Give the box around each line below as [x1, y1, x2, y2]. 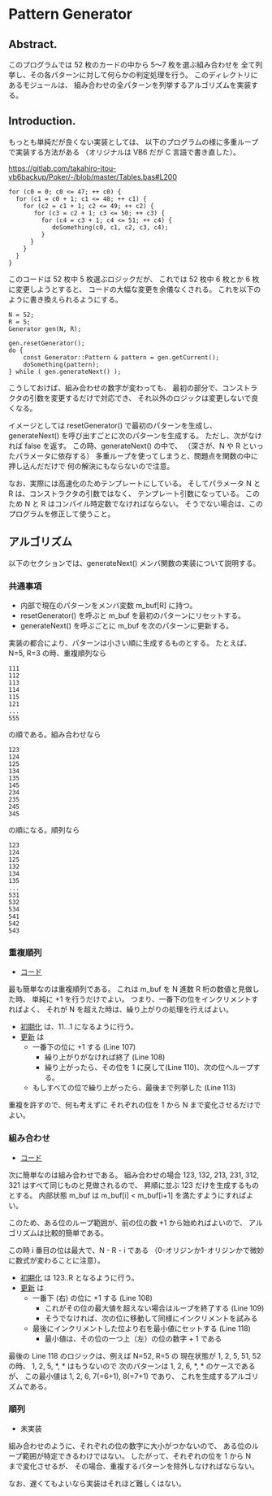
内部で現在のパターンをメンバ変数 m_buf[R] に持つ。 [19, 600, 197, 610]
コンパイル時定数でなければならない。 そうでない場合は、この [54, 498, 264, 508]
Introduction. [8, 115, 76, 128]
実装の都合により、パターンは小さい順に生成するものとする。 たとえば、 [8, 637, 252, 647]
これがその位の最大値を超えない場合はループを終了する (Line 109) [44, 1302, 265, 1313]
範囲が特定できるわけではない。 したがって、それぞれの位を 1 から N [22, 1450, 252, 1460]
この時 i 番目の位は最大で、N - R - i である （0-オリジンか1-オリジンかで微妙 [8, 1245, 265, 1255]
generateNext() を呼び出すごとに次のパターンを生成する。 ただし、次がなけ [8, 430, 262, 440]
